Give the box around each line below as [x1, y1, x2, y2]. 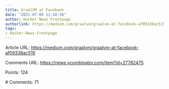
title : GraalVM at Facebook [5, 7, 64, 13]
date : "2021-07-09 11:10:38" [5, 12, 66, 17]
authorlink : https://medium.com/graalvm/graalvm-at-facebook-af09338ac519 [5, 21, 165, 27]
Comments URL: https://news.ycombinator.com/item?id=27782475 [5, 60, 144, 65]
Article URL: [5, 45, 30, 50]
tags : [5, 26, 17, 31]
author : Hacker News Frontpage [5, 17, 71, 22]
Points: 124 [5, 69, 28, 75]
